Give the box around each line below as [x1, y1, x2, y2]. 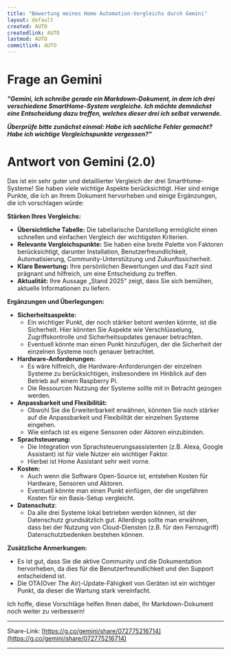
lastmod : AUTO [7, 36, 48, 43]
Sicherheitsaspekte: [16, 311, 77, 319]
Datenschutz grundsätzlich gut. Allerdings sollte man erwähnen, [27, 515, 209, 524]
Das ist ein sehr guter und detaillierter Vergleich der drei [7, 176, 166, 185]
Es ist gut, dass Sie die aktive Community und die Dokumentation [16, 557, 202, 565]
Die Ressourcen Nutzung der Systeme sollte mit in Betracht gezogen [27, 384, 222, 392]
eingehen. [27, 420, 56, 429]
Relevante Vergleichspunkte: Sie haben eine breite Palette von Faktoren [16, 240, 223, 248]
